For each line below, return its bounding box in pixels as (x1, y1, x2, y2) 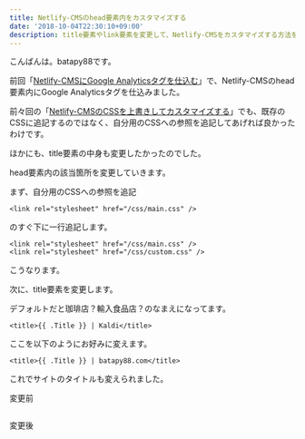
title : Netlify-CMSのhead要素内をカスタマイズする (9, 13, 187, 23)
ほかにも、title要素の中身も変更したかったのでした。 (9, 148, 206, 159)
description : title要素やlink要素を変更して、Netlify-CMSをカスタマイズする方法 (9, 30, 292, 39)
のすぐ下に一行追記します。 (9, 221, 113, 232)
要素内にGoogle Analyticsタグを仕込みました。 (9, 87, 184, 98)
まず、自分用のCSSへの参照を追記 (9, 187, 137, 198)
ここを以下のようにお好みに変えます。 (9, 338, 152, 349)
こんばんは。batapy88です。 (9, 56, 116, 67)
